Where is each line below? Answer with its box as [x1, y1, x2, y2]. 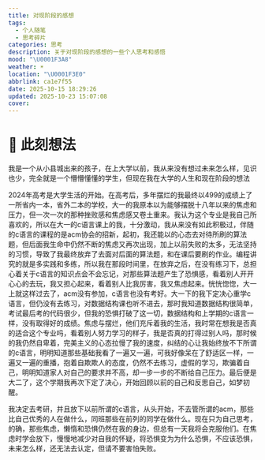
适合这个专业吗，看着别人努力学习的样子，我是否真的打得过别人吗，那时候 [14, 328, 257, 338]
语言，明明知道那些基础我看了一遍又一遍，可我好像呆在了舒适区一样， [18, 348, 247, 357]
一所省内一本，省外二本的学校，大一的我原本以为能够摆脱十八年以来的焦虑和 [8, 200, 257, 210]
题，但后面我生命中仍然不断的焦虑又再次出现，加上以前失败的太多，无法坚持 [8, 240, 257, 249]
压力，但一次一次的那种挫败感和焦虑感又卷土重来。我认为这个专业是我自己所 [8, 210, 257, 219]
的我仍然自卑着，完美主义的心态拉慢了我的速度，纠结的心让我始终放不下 [8, 338, 243, 348]
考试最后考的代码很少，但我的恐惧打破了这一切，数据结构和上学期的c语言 [8, 309, 247, 318]
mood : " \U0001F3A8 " [8, 56, 73, 64]
